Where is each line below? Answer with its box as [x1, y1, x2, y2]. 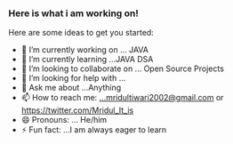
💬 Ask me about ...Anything [20, 83, 122, 93]
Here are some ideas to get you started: [8, 28, 155, 38]
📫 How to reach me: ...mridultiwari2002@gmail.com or [20, 92, 224, 103]
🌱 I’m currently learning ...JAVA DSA [20, 54, 154, 65]
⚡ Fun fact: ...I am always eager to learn [20, 124, 167, 135]
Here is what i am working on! [8, 7, 140, 20]
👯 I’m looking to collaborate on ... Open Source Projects [20, 63, 224, 74]
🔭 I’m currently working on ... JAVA [20, 44, 149, 55]
